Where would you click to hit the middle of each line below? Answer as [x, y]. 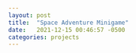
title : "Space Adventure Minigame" [68, 23]
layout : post [30, 15]
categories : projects [44, 37]
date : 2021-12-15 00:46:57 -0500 [67, 30]
